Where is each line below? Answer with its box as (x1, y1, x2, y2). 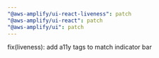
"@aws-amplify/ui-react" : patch (7, 17, 103, 24)
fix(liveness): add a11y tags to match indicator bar (7, 43, 153, 52)
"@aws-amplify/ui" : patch (7, 23, 84, 30)
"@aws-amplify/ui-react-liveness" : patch (7, 10, 132, 18)
